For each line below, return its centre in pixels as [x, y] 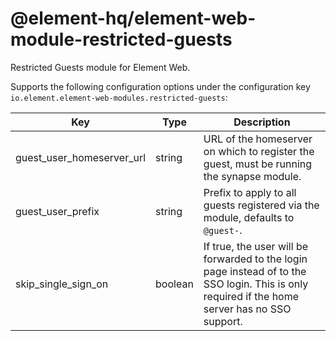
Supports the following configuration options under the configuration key [160, 86]
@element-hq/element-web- [133, 18]
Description [262, 122]
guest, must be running [258, 164]
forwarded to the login [255, 259]
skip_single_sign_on [62, 284]
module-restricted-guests [121, 39]
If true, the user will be [256, 246]
